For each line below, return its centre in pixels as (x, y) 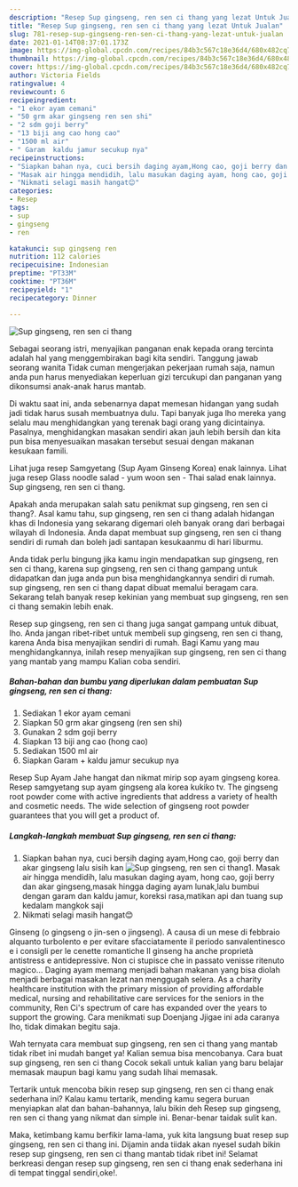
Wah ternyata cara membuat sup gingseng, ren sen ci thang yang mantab (143, 1044)
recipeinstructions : (47, 158)
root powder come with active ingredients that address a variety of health (143, 797)
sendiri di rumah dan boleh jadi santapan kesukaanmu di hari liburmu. (136, 541)
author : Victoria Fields (55, 76)
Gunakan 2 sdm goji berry (70, 732)
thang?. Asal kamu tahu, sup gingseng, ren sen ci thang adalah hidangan (142, 513)
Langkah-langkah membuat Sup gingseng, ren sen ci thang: (123, 836)
